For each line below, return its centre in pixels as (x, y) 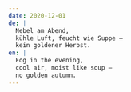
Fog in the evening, (50, 61)
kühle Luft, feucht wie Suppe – (69, 38)
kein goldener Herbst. (53, 46)
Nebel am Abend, (42, 30)
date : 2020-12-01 (37, 16)
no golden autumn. (46, 75)
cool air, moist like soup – (64, 68)
